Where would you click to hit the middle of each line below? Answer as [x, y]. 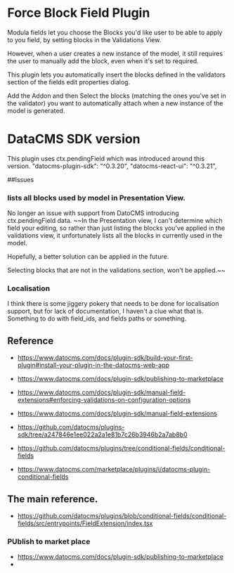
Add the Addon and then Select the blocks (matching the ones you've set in [117, 96]
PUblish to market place [49, 541]
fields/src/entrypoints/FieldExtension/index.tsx [85, 523]
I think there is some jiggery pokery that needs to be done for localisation [113, 304]
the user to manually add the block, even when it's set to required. [103, 60]
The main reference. [53, 499]
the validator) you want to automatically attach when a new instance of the [115, 103]
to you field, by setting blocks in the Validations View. [84, 39]
